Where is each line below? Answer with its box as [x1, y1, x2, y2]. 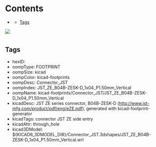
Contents [5, 3, 44, 14]
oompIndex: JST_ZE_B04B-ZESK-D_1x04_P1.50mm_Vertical [12, 84, 132, 91]
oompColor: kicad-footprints [12, 74, 70, 80]
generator [12, 111, 33, 117]
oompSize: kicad [12, 69, 46, 75]
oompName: [12, 90, 38, 96]
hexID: [12, 58, 25, 64]
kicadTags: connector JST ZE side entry [12, 116, 93, 122]
